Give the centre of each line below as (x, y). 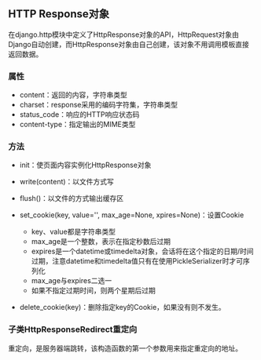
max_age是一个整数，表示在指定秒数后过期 (101, 242)
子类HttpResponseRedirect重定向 (73, 329)
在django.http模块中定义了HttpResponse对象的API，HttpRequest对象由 (124, 35)
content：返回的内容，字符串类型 (73, 95)
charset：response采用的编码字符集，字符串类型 (99, 105)
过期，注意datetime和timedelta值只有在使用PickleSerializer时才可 (137, 261)
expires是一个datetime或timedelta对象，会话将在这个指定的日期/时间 (142, 251)
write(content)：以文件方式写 (66, 182)
